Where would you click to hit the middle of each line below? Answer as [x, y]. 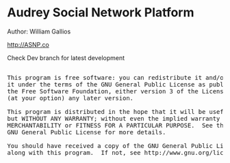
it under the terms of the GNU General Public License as [106, 84]
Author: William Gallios [39, 31]
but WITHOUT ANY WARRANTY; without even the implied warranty [114, 118]
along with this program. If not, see [74, 152]
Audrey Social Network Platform [101, 13]
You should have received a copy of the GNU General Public [110, 146]
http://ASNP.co [28, 44]
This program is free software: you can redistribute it [105, 77]
